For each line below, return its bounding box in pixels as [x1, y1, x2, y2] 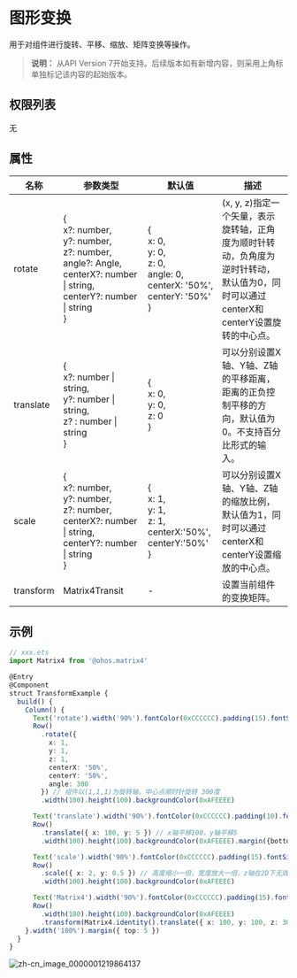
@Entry [9, 673, 34, 682]
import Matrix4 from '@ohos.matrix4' [9, 657, 148, 666]
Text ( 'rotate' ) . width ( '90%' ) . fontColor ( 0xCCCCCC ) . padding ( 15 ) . [32, 713, 271, 722]
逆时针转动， [222, 263, 276, 275]
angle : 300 [48, 780, 89, 789]
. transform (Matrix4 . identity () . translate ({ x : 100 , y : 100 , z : [41, 918, 279, 927]
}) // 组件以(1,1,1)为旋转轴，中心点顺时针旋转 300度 [41, 788, 221, 797]
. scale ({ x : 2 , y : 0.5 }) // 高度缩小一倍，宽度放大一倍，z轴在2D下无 [41, 869, 283, 878]
